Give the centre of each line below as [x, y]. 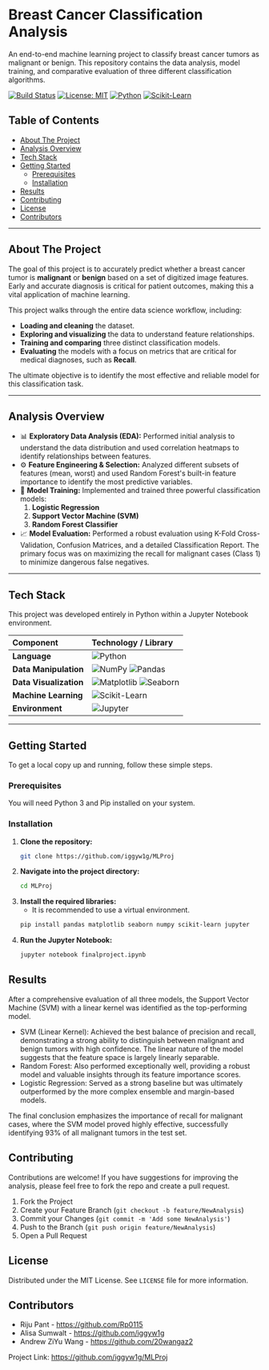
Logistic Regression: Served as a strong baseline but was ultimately [131, 1083]
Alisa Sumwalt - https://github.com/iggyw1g [92, 1333]
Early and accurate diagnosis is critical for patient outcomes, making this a [131, 286]
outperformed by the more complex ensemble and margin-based [127, 1091]
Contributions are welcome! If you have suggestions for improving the [123, 1177]
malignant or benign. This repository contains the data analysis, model [124, 63]
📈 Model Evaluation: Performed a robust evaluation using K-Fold [128, 534]
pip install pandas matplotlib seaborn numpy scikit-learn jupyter [134, 925]
